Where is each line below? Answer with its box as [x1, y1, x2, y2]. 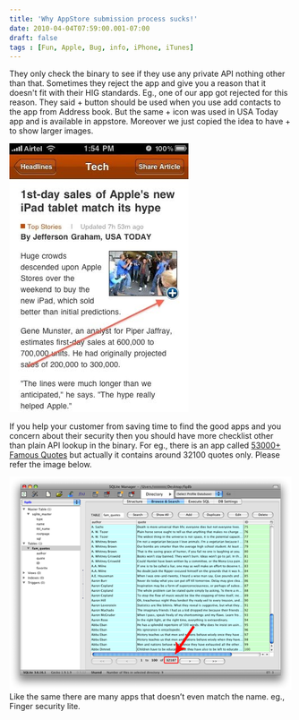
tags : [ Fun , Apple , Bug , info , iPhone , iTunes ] [9, 43, 194, 52]
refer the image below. [9, 459, 92, 470]
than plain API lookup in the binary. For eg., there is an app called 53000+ [9, 440, 281, 451]
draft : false [9, 33, 58, 42]
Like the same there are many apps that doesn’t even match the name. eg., [9, 690, 285, 702]
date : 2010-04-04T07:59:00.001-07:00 [9, 23, 150, 33]
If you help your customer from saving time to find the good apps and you [9, 421, 282, 432]
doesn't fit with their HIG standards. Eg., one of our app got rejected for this [9, 88, 288, 99]
